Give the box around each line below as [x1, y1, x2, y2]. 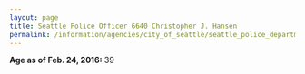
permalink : [9, 30, 51, 39]
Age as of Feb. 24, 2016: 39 [9, 55, 115, 66]
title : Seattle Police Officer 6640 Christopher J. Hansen [9, 22, 238, 31]
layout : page [9, 13, 59, 23]
